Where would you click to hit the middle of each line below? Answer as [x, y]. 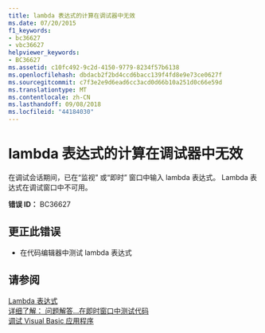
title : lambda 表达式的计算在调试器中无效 [72, 16]
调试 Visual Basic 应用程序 [51, 320]
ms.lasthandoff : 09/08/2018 [55, 104]
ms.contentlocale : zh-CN [49, 97]
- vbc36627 [26, 45]
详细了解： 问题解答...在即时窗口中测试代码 [79, 311]
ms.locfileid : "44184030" [51, 112]
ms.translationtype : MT [48, 90]
